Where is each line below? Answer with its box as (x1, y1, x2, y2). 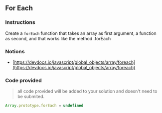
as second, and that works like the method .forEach (5, 35, 111, 41)
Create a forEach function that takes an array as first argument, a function (5, 30, 157, 36)
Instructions (5, 19, 36, 26)
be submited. (17, 94, 45, 100)
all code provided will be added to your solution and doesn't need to (17, 88, 158, 94)
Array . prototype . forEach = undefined (5, 103, 84, 109)
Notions (5, 48, 25, 55)
